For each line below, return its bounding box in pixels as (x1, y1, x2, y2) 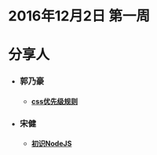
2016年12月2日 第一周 (8, 7, 151, 25)
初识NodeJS (31, 139, 72, 149)
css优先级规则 (31, 96, 78, 106)
